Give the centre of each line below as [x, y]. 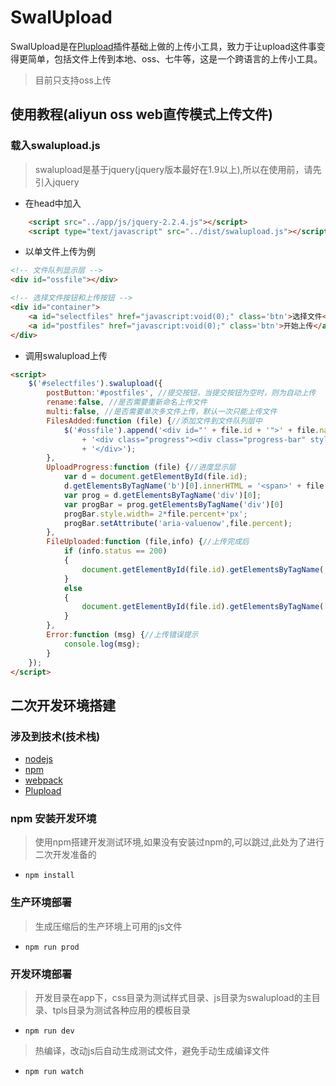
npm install [49, 876]
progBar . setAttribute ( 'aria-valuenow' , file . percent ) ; [178, 523]
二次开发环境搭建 [63, 705]
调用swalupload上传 [66, 355]
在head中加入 [53, 203]
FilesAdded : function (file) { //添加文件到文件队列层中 [154, 421]
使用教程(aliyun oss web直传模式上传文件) [141, 114]
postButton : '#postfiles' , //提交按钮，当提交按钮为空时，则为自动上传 [181, 393]
